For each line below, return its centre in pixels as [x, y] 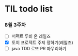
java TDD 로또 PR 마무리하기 [39, 48]
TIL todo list [29, 9]
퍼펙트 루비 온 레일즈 [31, 36]
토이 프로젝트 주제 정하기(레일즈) [42, 42]
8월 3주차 [15, 25]
